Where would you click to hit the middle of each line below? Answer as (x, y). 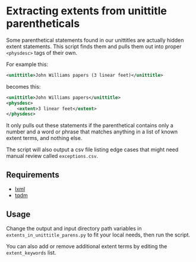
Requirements (33, 175)
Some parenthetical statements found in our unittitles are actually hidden (95, 40)
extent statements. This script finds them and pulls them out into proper (94, 46)
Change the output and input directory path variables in (74, 228)
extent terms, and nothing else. (44, 138)
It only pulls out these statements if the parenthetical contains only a (90, 126)
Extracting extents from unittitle (87, 11)
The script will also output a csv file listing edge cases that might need (92, 149)
